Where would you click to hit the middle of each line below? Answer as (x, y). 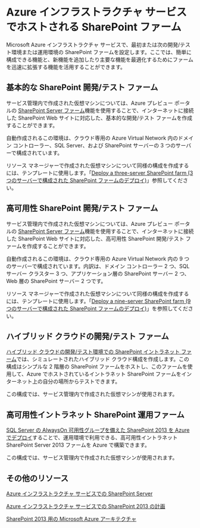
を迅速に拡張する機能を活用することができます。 (66, 67)
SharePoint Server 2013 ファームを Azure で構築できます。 (78, 445)
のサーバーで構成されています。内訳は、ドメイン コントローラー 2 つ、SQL (98, 266)
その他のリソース (37, 478)
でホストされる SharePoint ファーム (94, 27)
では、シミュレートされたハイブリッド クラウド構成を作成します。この (103, 359)
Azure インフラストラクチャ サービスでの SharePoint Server (79, 494)
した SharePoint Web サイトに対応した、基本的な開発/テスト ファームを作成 (99, 118)
